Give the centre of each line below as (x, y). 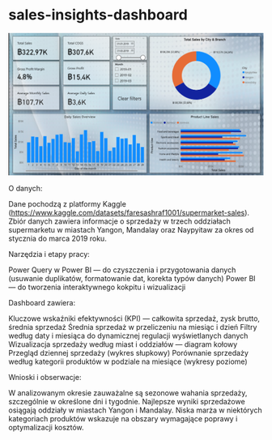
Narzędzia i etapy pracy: (49, 254)
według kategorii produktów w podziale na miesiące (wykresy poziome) (128, 361)
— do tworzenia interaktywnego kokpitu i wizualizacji (97, 287)
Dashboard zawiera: (42, 302)
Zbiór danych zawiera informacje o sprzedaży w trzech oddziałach (119, 221)
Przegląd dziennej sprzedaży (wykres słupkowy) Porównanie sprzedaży (128, 352)
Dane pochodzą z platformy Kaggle (68, 203)
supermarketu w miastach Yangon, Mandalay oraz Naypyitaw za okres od (131, 229)
